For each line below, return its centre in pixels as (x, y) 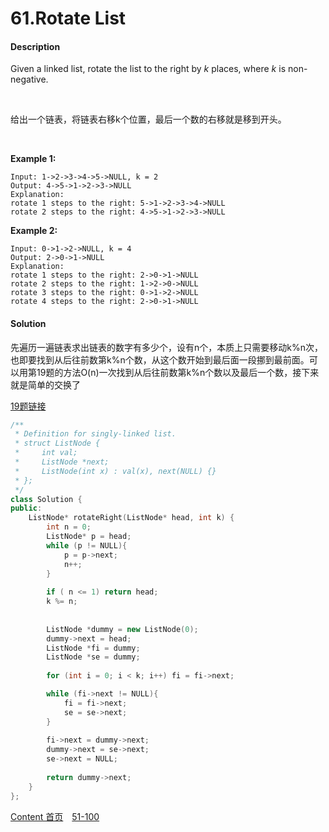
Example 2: (34, 231)
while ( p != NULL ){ (87, 545)
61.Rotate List (68, 18)
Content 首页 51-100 (55, 816)
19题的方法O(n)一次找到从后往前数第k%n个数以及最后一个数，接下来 (178, 372)
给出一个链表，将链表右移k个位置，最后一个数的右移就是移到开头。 (148, 119)
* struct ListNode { (57, 443)
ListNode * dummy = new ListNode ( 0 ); (122, 629)
